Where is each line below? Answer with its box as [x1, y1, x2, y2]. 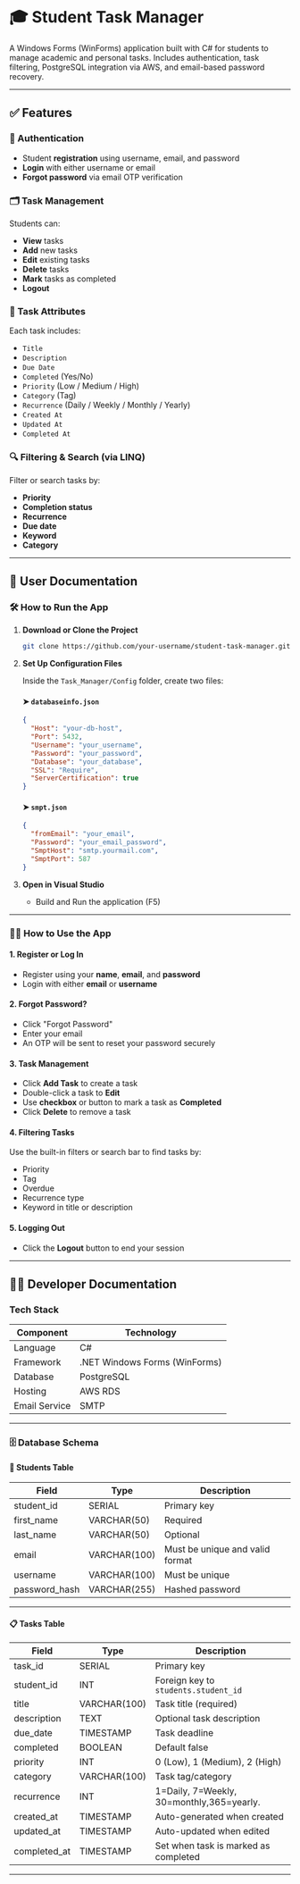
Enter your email [21, 1028, 83, 1039]
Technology [124, 1327, 177, 1339]
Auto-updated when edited [154, 1824, 271, 1837]
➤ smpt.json [21, 801, 68, 812]
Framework [13, 1356, 62, 1369]
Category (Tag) [21, 390, 77, 401]
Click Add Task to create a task [21, 1078, 138, 1089]
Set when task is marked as [154, 1839, 271, 1852]
